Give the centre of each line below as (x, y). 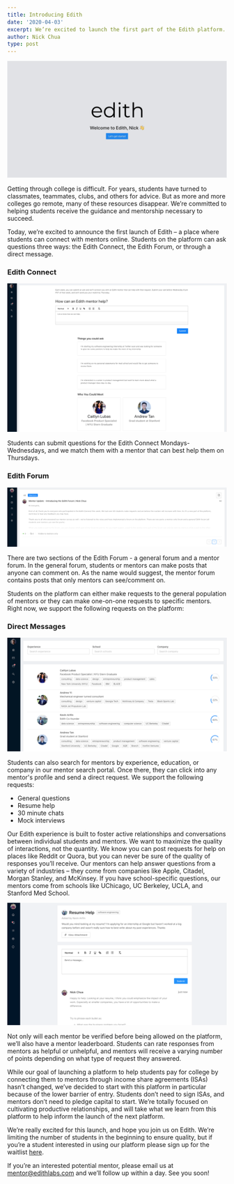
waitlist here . (25, 1152)
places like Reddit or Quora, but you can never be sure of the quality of (109, 856)
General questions (44, 798)
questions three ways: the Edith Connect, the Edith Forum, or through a (109, 247)
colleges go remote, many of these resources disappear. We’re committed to (117, 203)
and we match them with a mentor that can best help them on (136, 451)
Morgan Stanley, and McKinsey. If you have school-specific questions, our (114, 878)
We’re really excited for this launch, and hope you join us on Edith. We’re (111, 1130)
